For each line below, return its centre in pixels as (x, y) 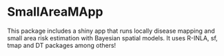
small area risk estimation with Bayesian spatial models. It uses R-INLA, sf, (113, 38)
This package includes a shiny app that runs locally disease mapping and (111, 31)
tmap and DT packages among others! (62, 45)
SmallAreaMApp (55, 12)
